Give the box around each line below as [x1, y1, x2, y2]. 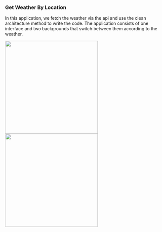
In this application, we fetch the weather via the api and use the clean [5, 15, 147, 21]
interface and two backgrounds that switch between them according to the [5, 26, 158, 32]
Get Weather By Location [5, 4, 67, 11]
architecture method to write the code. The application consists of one [5, 20, 149, 26]
